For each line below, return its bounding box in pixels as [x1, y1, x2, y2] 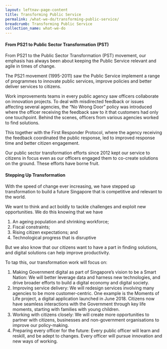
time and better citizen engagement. [5, 140, 80, 146]
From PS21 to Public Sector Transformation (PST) [5, 41, 109, 48]
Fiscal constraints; [12, 224, 50, 230]
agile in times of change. [5, 63, 56, 69]
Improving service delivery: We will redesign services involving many [12, 285, 155, 291]
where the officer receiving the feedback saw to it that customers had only [5, 109, 159, 115]
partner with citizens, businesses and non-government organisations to [12, 316, 160, 323]
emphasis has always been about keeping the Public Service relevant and [5, 58, 157, 64]
